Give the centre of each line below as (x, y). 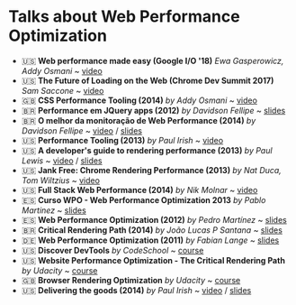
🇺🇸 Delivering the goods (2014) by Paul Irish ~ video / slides (136, 290)
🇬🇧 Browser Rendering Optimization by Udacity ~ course (131, 280)
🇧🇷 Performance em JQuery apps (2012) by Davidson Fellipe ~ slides (153, 110)
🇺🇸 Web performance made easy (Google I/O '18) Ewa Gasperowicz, (152, 60)
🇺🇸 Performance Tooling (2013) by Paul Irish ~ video (122, 140)
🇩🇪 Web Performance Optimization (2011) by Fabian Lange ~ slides (150, 240)
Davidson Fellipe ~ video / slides (82, 130)
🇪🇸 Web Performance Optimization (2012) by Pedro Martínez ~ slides (154, 219)
